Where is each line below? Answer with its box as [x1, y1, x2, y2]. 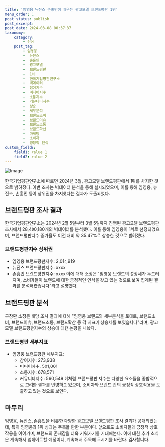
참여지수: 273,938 [19, 357, 55, 363]
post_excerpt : [5, 21, 34, 26]
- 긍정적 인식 [23, 140, 49, 146]
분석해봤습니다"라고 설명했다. [21, 283, 78, 289]
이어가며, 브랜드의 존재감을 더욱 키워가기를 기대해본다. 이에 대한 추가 [18, 430, 150, 436]
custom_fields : [5, 145, 36, 150]
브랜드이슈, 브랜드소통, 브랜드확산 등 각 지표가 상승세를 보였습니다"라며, [11, 319, 149, 325]
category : [14, 35, 34, 40]
